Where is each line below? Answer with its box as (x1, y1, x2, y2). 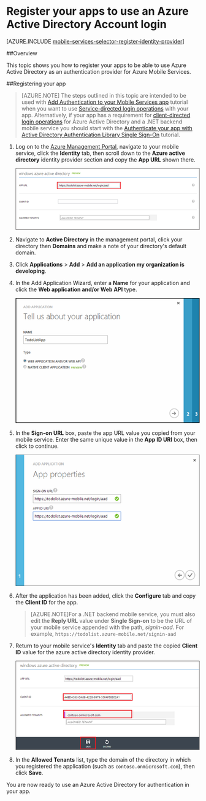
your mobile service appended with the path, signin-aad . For (30, 623, 185, 631)
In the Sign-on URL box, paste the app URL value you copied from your (15, 429, 196, 437)
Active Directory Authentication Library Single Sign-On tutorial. (21, 131, 181, 138)
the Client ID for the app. (15, 599, 78, 606)
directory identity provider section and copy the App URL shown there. (15, 155, 196, 163)
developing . (15, 267, 47, 275)
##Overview (6, 49, 38, 57)
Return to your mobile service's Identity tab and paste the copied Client (15, 642, 198, 649)
